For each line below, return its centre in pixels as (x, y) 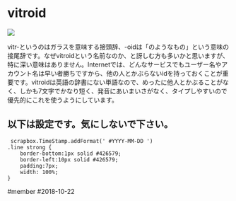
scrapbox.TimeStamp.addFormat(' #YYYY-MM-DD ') (82, 141)
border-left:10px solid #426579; (69, 160)
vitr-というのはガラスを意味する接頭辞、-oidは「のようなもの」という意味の (118, 47)
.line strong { (30, 147)
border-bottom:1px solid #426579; (71, 154)
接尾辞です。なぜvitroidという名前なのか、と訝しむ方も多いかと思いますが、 (118, 55)
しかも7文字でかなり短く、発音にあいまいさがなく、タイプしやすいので (123, 91)
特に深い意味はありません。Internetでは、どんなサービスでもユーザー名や (114, 64)
